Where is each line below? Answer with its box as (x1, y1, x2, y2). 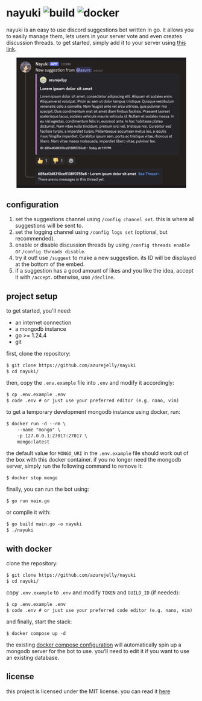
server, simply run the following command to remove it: (6, 462, 144, 470)
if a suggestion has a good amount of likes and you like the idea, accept (14, 267, 194, 274)
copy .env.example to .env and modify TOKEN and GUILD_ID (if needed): (6, 589, 180, 596)
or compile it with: (6, 509, 51, 516)
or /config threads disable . (14, 248, 86, 255)
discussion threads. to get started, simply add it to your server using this (6, 39, 186, 46)
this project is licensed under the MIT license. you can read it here (6, 688, 171, 695)
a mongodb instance (14, 325, 66, 333)
